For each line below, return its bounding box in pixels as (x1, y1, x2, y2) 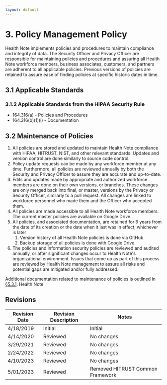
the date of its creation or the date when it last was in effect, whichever (12, 224, 158, 230)
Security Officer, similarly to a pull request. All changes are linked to (12, 192, 152, 199)
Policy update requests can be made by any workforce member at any (12, 161, 157, 167)
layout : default (5, 7, 39, 12)
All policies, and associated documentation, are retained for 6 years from (12, 219, 162, 225)
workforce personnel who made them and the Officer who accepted (12, 198, 152, 204)
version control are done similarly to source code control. (12, 155, 130, 161)
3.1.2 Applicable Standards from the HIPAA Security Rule (5, 100, 145, 107)
